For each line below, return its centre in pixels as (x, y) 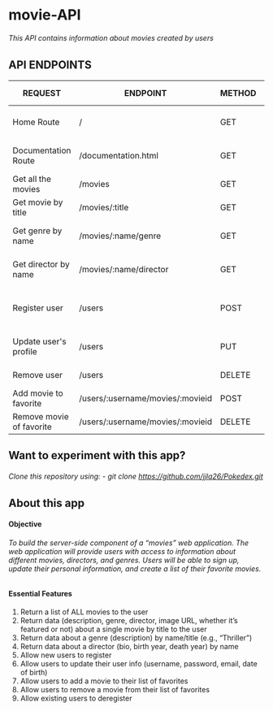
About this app (47, 503)
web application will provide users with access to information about (122, 551)
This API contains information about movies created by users (111, 37)
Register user (38, 308)
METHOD (238, 93)
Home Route (36, 122)
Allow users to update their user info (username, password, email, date (139, 663)
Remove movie (41, 416)
